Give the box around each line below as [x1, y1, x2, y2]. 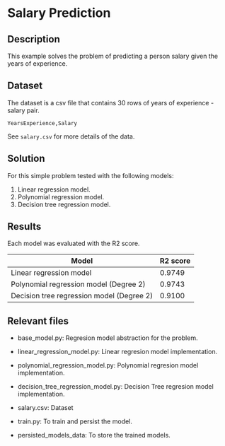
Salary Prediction [7, 5, 111, 21]
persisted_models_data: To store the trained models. [17, 431, 171, 440]
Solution [7, 153, 45, 165]
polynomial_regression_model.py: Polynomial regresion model [17, 361, 199, 370]
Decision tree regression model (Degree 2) [11, 291, 154, 301]
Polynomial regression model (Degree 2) [11, 279, 146, 289]
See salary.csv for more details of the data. [7, 132, 135, 141]
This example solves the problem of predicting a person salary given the [7, 52, 218, 60]
